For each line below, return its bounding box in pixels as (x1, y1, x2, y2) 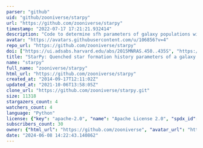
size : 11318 (6, 93, 36, 99)
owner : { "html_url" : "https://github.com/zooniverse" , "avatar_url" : (6, 127, 185, 133)
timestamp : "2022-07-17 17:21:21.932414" (6, 25, 112, 32)
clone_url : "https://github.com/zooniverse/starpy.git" (6, 88, 150, 94)
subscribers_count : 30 (6, 121, 63, 127)
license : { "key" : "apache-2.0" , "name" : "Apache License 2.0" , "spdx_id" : (6, 115, 199, 121)
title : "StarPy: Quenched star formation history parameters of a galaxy (6, 54, 196, 60)
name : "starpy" (6, 59, 45, 65)
